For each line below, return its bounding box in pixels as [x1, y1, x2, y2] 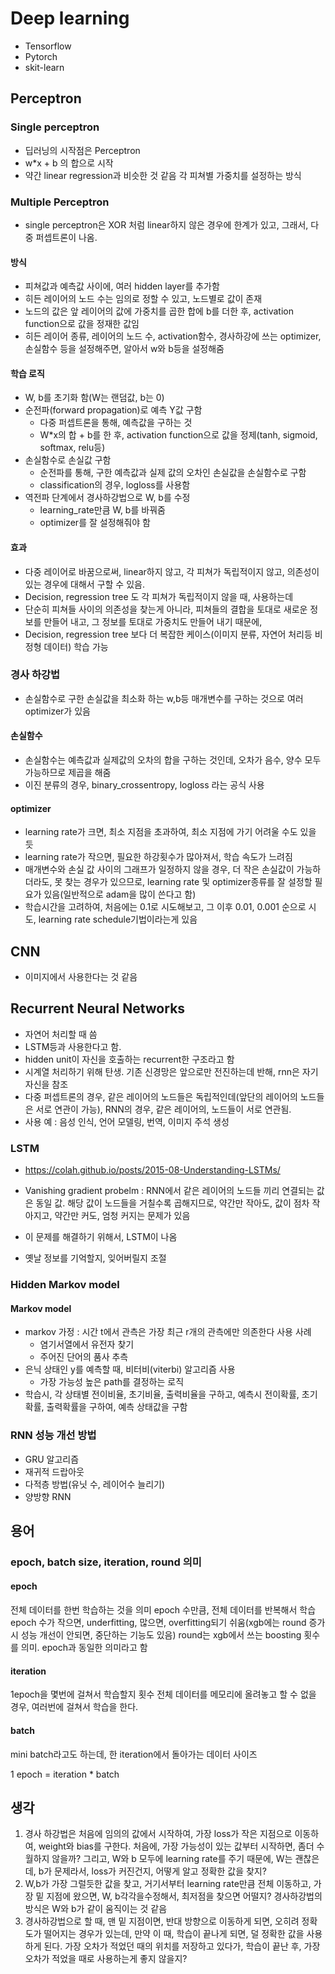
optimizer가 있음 [24, 705, 91, 717]
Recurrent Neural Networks [10, 1000, 186, 1017]
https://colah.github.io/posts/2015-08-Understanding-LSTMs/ [24, 1164, 281, 1176]
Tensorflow [24, 40, 72, 52]
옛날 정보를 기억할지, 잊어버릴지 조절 [24, 1252, 167, 1264]
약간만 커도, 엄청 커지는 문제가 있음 [54, 1210, 191, 1222]
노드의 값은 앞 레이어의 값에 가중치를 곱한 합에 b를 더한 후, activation [24, 305, 294, 317]
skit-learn [24, 61, 65, 73]
